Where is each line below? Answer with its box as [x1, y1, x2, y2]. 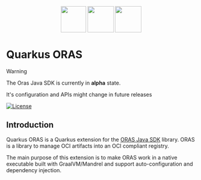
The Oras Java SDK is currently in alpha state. [6, 79, 121, 86]
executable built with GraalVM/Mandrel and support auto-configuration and [6, 160, 194, 167]
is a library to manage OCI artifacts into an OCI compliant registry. [6, 142, 170, 149]
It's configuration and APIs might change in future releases [6, 91, 152, 98]
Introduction [6, 120, 54, 130]
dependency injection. [6, 166, 62, 173]
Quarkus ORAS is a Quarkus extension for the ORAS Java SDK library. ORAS [6, 136, 195, 143]
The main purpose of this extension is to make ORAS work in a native [6, 154, 178, 161]
